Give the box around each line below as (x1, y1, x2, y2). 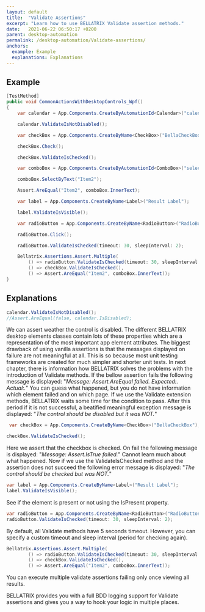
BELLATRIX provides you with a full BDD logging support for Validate (6, 592, 179, 599)
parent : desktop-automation (6, 32, 78, 38)
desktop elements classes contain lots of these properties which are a (6, 332, 183, 340)
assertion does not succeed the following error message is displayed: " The (6, 464, 195, 471)
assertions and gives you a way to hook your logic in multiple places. (6, 599, 179, 606)
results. (6, 580, 26, 588)
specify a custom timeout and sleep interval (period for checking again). (6, 534, 188, 541)
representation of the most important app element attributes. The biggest (6, 339, 190, 346)
